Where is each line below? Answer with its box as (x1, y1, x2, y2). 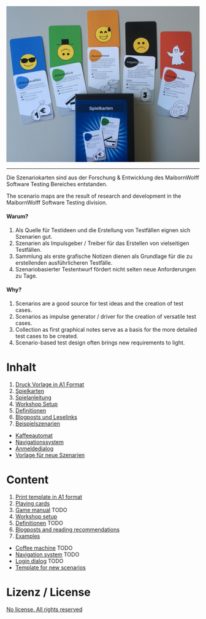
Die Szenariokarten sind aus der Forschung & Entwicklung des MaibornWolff (6, 174, 199, 181)
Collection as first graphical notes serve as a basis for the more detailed (15, 325, 197, 333)
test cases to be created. (15, 332, 78, 340)
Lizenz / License (6, 585, 91, 599)
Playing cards (15, 499, 50, 507)
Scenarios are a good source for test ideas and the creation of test (15, 300, 184, 307)
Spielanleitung (15, 394, 52, 401)
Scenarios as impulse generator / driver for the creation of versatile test (15, 313, 196, 320)
